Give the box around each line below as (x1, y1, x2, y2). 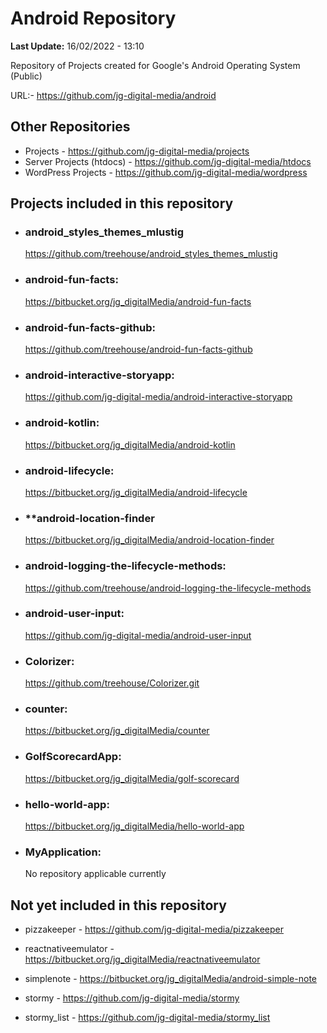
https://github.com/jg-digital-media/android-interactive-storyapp (24, 391, 293, 403)
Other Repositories (10, 118, 131, 136)
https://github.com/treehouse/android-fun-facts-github (24, 343, 253, 356)
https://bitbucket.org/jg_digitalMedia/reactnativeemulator (24, 953, 261, 966)
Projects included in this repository (10, 195, 234, 212)
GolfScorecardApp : (24, 750, 122, 764)
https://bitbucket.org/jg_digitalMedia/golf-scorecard (24, 772, 240, 784)
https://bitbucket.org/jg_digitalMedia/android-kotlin (24, 438, 236, 451)
